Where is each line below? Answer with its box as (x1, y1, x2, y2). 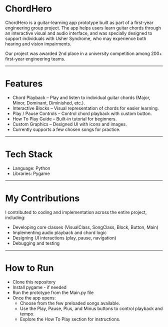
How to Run (5, 262, 54, 273)
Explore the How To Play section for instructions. (19, 316, 120, 322)
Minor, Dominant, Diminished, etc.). (12, 99, 85, 105)
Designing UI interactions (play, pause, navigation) (12, 234, 116, 240)
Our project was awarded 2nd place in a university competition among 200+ (5, 50, 162, 56)
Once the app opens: (12, 294, 56, 300)
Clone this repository (12, 278, 56, 285)
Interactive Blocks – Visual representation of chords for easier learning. (12, 105, 159, 111)
